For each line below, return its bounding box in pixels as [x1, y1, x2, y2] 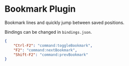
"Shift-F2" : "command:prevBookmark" [13, 52, 89, 57]
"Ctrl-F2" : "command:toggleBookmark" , [13, 43, 93, 48]
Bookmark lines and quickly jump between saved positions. [4, 20, 125, 25]
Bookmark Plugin [4, 3, 76, 15]
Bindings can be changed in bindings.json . [4, 29, 92, 35]
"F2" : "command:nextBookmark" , [13, 47, 77, 52]
